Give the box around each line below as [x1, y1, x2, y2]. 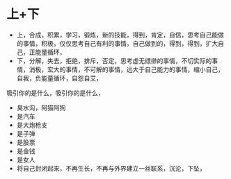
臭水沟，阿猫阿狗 [16, 103, 66, 112]
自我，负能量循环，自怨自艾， [16, 74, 102, 82]
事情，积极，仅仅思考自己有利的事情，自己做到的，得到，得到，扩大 [22, 39, 218, 47]
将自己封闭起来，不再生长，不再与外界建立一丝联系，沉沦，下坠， [16, 164, 206, 172]
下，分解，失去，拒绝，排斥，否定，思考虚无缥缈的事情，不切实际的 [16, 56, 212, 65]
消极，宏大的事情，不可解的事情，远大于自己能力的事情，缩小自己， [29, 65, 224, 74]
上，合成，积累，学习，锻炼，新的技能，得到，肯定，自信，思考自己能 [16, 31, 218, 39]
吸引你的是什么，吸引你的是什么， [6, 88, 104, 97]
